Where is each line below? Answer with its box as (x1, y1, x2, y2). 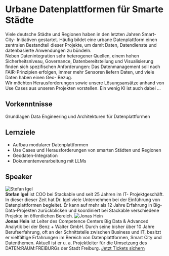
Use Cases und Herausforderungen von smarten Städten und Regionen (12, 147, 162, 153)
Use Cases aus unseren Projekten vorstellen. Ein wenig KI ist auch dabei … (5, 85, 161, 91)
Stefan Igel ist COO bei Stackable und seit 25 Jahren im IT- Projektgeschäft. (5, 191, 164, 198)
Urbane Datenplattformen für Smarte (5, 4, 163, 15)
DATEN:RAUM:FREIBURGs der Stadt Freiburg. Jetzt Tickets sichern (5, 245, 145, 251)
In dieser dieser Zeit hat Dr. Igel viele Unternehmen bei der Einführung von (5, 197, 160, 203)
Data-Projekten (5, 207, 37, 214)
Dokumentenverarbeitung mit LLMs (12, 157, 87, 164)
